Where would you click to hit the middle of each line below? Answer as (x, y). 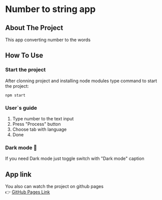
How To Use (24, 55)
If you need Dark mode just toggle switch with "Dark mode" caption (75, 158)
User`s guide (21, 108)
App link (18, 174)
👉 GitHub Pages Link (27, 192)
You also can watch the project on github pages (54, 186)
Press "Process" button (36, 124)
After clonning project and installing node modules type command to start (81, 81)
